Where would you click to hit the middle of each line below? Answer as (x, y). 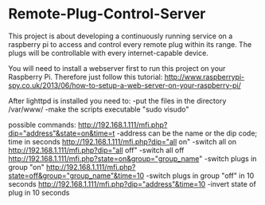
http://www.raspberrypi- (205, 77)
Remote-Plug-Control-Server (107, 14)
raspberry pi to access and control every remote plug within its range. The (130, 44)
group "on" (27, 167)
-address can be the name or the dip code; (187, 133)
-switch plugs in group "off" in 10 (200, 175)
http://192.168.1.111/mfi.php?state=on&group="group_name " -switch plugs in (132, 158)
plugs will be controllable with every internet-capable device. (108, 53)
